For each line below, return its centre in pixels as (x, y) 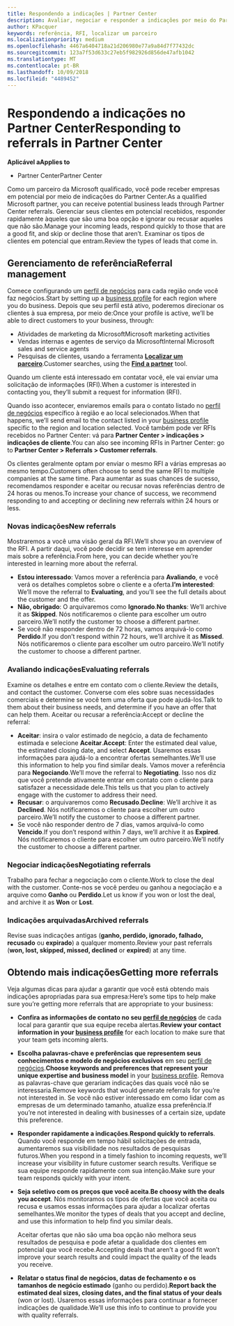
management (37, 274)
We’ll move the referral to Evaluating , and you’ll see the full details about (122, 592)
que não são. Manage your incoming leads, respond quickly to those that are (117, 226)
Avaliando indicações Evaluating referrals (78, 670)
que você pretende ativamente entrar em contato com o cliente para (115, 780)
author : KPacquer (32, 27)
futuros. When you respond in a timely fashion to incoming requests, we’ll (122, 1156)
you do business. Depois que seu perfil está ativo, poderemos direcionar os (116, 306)
